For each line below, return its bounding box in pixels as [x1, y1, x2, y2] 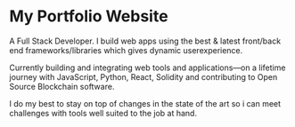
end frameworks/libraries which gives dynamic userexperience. [9, 44, 243, 55]
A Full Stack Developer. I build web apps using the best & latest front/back [9, 36, 282, 46]
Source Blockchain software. [9, 81, 115, 91]
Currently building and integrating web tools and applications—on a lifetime [9, 62, 286, 73]
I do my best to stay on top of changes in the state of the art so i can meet [9, 98, 282, 108]
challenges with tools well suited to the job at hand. [9, 107, 198, 118]
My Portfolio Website [9, 6, 168, 27]
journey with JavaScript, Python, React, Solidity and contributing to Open [9, 71, 278, 82]
